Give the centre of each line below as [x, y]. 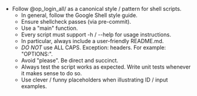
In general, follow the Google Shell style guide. [79, 15]
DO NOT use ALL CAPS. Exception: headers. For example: [93, 47]
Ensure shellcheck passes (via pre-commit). [76, 22]
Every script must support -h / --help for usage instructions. [96, 35]
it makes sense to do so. [52, 73]
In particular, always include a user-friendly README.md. [92, 41]
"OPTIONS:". [37, 54]
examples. [34, 86]
